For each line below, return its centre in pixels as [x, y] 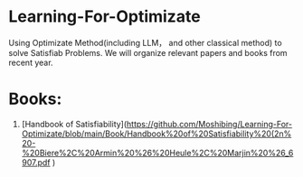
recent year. [31, 62]
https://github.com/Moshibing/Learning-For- [209, 124]
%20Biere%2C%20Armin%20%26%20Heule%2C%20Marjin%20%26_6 [157, 153]
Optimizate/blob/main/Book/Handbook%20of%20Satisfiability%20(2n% [156, 134]
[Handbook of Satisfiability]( [74, 124]
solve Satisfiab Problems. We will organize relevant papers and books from [148, 52]
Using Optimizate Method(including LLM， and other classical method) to [145, 42]
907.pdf [36, 162]
